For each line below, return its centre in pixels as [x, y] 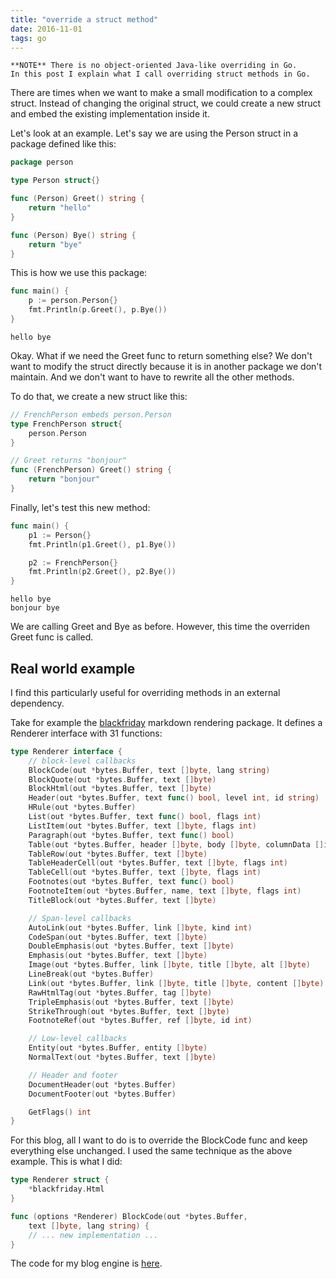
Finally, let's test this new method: [80, 507]
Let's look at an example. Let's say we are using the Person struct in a [154, 133]
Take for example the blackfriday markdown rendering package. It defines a [166, 722]
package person [42, 162]
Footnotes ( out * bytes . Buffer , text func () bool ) [131, 882]
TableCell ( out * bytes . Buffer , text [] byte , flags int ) [145, 872]
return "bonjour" [64, 479]
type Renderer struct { [60, 1180]
